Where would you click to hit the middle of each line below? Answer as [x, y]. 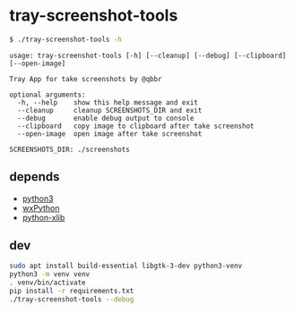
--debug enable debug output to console [106, 118]
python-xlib [43, 217]
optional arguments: [48, 95]
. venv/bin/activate [48, 283]
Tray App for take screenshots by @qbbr [86, 79]
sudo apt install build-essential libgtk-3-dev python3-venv [126, 266]
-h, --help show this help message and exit [108, 102]
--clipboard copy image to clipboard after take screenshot [136, 126]
